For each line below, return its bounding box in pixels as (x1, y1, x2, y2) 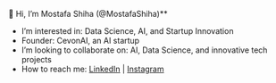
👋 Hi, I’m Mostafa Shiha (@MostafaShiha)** (8, 9, 168, 19)
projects (21, 54, 53, 64)
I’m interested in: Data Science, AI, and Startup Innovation (21, 26, 234, 36)
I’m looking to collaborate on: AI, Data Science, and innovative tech (21, 45, 268, 55)
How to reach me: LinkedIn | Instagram (21, 63, 164, 74)
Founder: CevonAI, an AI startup (21, 36, 140, 46)
